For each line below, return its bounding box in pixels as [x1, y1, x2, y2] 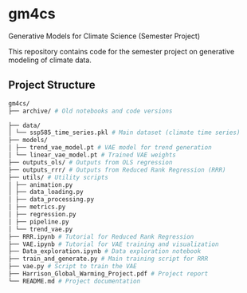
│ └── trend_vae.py [8, 225, 73, 233]
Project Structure [8, 78, 96, 92]
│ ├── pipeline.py [8, 217, 69, 226]
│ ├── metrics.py [8, 203, 66, 212]
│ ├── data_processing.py [8, 196, 94, 204]
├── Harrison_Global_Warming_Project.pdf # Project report [8, 270, 209, 278]
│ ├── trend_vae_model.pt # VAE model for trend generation [8, 144, 213, 152]
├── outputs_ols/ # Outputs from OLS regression [8, 158, 173, 166]
